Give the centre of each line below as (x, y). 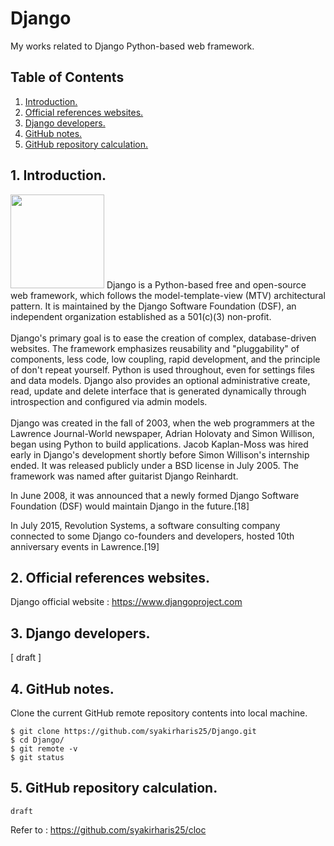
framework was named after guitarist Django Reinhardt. (124, 476)
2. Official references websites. (110, 577)
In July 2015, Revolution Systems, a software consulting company (145, 525)
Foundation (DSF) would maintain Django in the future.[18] (130, 506)
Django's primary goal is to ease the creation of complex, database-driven (163, 338)
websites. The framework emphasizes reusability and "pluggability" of (155, 348)
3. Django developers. (80, 633)
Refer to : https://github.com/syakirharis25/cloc (108, 829)
